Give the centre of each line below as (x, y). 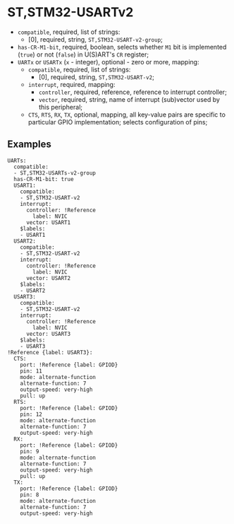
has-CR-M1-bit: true (44, 179)
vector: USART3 (48, 334)
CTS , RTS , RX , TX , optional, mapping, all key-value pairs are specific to (127, 115)
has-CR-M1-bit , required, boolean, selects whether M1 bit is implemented (122, 47)
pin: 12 (31, 414)
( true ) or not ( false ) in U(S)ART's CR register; (83, 54)
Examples (29, 145)
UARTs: (17, 161)
